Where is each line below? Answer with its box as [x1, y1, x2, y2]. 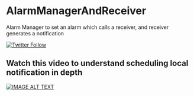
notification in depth [6, 68, 83, 78]
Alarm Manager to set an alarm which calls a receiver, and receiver [6, 24, 169, 31]
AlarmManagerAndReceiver [6, 4, 147, 18]
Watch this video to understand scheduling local [6, 58, 189, 68]
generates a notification [6, 29, 64, 37]
